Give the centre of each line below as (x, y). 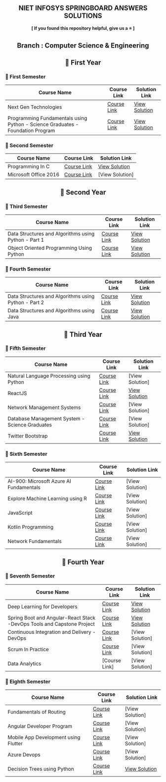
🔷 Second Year (83, 192)
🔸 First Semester (25, 76)
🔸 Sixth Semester (26, 454)
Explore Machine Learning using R (47, 499)
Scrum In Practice (28, 649)
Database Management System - (46, 418)
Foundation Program (31, 130)
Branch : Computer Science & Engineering (83, 46)
